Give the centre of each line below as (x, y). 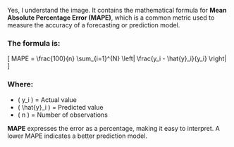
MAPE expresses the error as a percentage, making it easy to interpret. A (113, 128)
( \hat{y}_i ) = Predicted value (60, 107)
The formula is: (34, 43)
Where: (20, 84)
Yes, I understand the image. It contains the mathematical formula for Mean (117, 10)
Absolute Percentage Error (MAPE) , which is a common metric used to (111, 18)
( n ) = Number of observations (62, 115)
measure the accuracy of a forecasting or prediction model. (94, 25)
